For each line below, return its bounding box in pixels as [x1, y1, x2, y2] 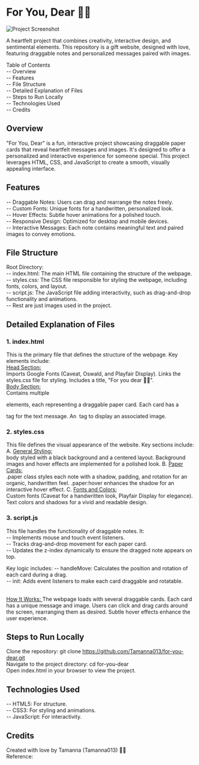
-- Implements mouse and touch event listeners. [6, 534, 125, 541]
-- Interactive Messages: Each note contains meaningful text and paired [6, 224, 184, 231]
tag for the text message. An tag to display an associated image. [6, 413, 167, 420]
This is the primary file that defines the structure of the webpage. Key [6, 351, 178, 358]
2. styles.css [6, 427, 45, 436]
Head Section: [6, 364, 41, 371]
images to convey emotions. [6, 230, 76, 237]
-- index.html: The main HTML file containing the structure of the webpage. [6, 270, 192, 277]
